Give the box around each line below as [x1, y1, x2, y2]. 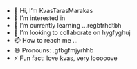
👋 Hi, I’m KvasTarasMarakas [13, 7, 93, 14]
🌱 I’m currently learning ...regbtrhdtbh [13, 21, 122, 29]
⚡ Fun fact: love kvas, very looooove [13, 54, 118, 62]
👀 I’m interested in [13, 14, 66, 22]
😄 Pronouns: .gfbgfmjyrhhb [13, 46, 94, 55]
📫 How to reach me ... [13, 37, 78, 44]
